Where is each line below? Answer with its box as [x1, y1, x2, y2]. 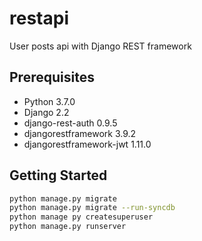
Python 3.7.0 [23, 95, 76, 107]
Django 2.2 [23, 106, 70, 118]
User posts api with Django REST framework [9, 40, 192, 52]
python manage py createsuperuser [9, 212, 154, 222]
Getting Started [9, 167, 108, 184]
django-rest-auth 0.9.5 [23, 117, 118, 129]
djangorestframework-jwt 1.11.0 [23, 138, 152, 150]
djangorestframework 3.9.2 [23, 127, 137, 139]
